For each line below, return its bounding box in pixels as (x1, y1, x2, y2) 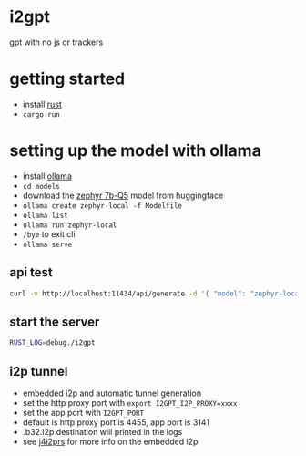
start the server (9, 314, 100, 329)
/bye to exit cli (22, 228, 76, 239)
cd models (22, 181, 61, 191)
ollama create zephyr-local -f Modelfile (22, 201, 182, 211)
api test (9, 264, 53, 280)
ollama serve (22, 240, 73, 249)
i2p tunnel (9, 363, 68, 379)
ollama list (22, 211, 68, 220)
